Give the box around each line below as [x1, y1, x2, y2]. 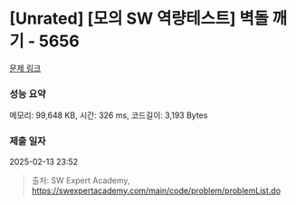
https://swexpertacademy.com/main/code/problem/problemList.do [31, 185, 282, 196]
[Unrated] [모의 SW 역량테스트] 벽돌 [9, 8, 269, 29]
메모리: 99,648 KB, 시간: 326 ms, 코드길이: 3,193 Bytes [9, 110, 208, 121]
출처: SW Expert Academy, [31, 174, 130, 186]
